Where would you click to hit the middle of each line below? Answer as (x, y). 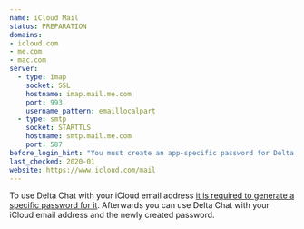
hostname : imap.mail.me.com (78, 94)
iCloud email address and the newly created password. (112, 215)
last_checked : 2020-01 (52, 161)
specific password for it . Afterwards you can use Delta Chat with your (140, 205)
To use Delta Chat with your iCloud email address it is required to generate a (152, 195)
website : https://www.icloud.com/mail (83, 170)
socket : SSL (48, 85)
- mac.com (28, 60)
